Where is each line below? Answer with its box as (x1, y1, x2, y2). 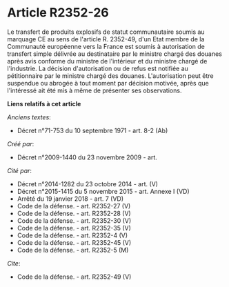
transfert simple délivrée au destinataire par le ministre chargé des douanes (7, 50, 222, 58)
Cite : (7, 259, 21, 267)
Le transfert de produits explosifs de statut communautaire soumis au (7, 28, 205, 36)
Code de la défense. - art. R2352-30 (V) (17, 216, 132, 225)
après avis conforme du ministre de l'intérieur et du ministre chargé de (7, 57, 208, 65)
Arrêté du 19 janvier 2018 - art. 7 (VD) (17, 195, 124, 203)
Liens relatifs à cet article (7, 99, 81, 108)
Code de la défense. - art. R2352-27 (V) (17, 201, 131, 210)
